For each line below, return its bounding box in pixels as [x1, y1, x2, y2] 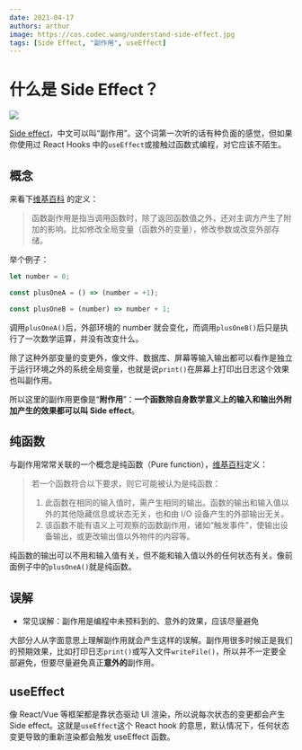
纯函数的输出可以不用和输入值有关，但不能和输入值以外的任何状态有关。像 [9, 550, 285, 561]
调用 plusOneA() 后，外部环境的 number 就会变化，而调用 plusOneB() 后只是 [9, 322, 280, 332]
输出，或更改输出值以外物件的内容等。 [52, 531, 195, 542]
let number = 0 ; [9, 272, 70, 281]
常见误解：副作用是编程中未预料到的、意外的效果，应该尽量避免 [22, 616, 259, 627]
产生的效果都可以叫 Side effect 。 [16, 405, 140, 416]
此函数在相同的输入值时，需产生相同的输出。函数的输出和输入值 [44, 498, 281, 508]
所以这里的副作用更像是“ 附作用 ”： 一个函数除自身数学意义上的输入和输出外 [9, 393, 285, 404]
